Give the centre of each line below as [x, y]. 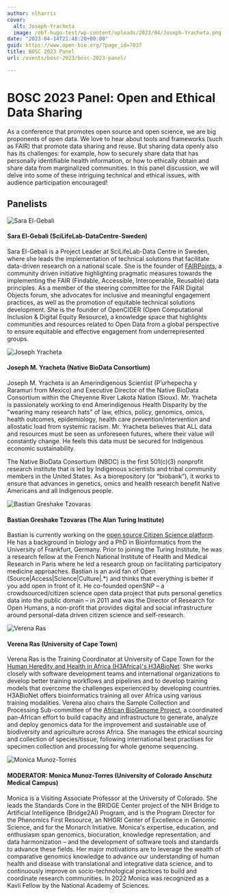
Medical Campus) [33, 782]
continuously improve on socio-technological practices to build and [102, 871]
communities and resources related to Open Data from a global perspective [113, 324]
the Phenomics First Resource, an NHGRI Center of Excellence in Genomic [112, 820]
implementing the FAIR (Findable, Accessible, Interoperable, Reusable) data [113, 280]
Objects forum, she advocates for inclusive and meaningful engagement [109, 295]
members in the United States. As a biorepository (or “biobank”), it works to [113, 476]
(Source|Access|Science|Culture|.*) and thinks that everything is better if [110, 579]
